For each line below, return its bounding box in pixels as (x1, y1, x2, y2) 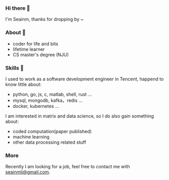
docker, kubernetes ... (12, 103, 59, 109)
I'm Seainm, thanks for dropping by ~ (5, 16, 84, 22)
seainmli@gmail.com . (5, 169, 51, 175)
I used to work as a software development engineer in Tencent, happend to (5, 76, 164, 82)
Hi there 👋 (5, 5, 31, 12)
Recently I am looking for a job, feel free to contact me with (5, 164, 130, 170)
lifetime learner (12, 46, 45, 52)
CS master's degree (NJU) (12, 51, 69, 58)
